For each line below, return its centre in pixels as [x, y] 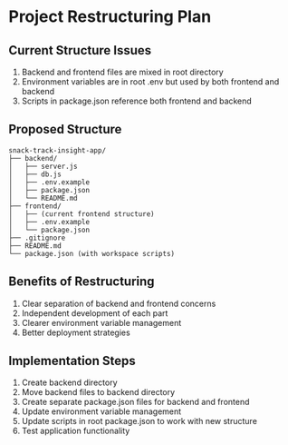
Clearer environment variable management [101, 322]
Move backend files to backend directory [98, 392]
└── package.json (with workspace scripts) [92, 253]
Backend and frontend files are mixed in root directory [122, 72]
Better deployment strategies [76, 332]
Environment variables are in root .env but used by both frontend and [150, 82]
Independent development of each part [95, 313]
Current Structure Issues [80, 50]
